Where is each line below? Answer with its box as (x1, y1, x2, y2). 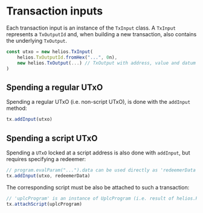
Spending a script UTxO (6, 133, 98, 143)
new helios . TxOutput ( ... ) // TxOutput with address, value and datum (17, 60, 196, 66)
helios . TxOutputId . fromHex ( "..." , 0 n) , (17, 54, 118, 60)
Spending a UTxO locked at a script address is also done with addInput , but (6, 149, 190, 156)
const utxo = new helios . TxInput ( (6, 48, 94, 55)
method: (6, 104, 27, 112)
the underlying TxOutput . (6, 37, 68, 44)
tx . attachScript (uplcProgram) (6, 201, 83, 207)
